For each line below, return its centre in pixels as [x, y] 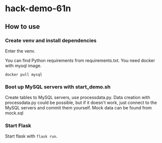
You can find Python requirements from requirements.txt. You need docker [80, 60]
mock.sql [14, 113]
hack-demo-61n [38, 9]
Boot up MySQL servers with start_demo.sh [58, 87]
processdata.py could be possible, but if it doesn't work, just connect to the [81, 102]
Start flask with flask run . [31, 136]
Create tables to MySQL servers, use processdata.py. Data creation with [78, 98]
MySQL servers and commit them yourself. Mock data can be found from [79, 108]
